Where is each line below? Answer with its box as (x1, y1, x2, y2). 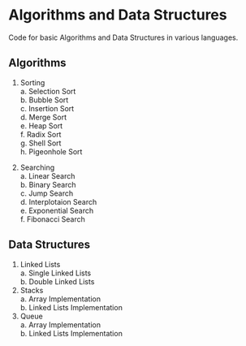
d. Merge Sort (19, 112, 67, 122)
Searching (19, 162, 55, 172)
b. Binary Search (19, 179, 76, 189)
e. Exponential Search (19, 205, 94, 215)
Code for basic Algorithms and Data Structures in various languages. (8, 32, 239, 42)
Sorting (19, 77, 45, 87)
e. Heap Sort (19, 120, 63, 131)
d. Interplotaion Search (19, 197, 97, 206)
